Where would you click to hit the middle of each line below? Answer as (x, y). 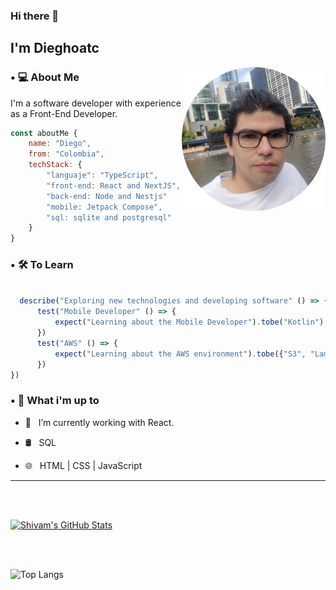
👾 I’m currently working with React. (99, 422)
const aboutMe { (44, 133)
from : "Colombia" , (66, 154)
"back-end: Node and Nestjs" (107, 196)
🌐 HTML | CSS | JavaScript (83, 465)
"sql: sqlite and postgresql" (109, 217)
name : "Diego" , (60, 144)
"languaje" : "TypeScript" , (102, 175)
